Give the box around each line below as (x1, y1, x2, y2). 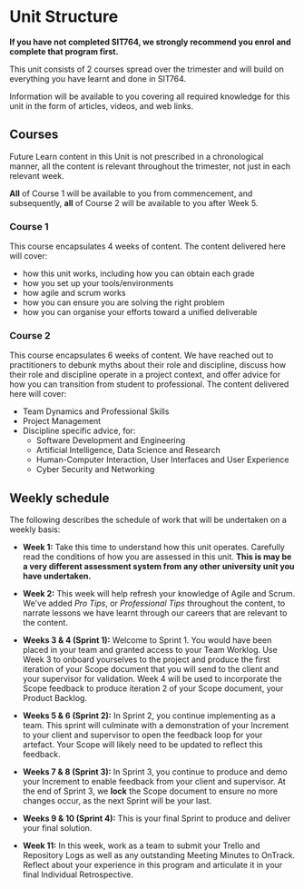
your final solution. (22, 823, 93, 834)
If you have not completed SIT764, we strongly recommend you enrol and (9, 36, 292, 47)
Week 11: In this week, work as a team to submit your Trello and (22, 840, 260, 851)
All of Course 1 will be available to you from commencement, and (9, 188, 253, 199)
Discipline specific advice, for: (22, 425, 136, 437)
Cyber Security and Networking (35, 464, 155, 475)
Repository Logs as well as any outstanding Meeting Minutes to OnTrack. (22, 850, 296, 861)
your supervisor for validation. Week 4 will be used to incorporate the (22, 674, 282, 685)
